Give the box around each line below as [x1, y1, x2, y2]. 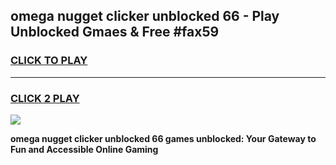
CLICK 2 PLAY [10, 91, 80, 105]
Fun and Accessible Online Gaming [10, 143, 159, 155]
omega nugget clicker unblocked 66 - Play [10, 8, 280, 25]
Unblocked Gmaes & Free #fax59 [10, 24, 220, 41]
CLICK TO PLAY [10, 54, 88, 68]
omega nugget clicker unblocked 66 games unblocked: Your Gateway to [10, 132, 317, 144]
